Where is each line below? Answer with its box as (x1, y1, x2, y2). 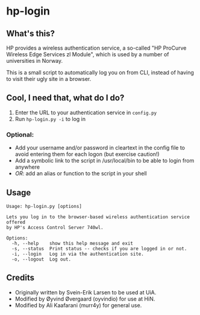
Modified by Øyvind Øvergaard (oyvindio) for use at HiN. (14, 295, 155, 302)
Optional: (6, 130, 34, 138)
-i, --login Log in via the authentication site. (11, 251, 145, 257)
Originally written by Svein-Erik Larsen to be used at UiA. (14, 288, 157, 296)
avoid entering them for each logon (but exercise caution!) (14, 151, 160, 158)
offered (6, 219, 26, 225)
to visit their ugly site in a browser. (6, 76, 92, 82)
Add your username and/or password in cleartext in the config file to (14, 144, 186, 152)
